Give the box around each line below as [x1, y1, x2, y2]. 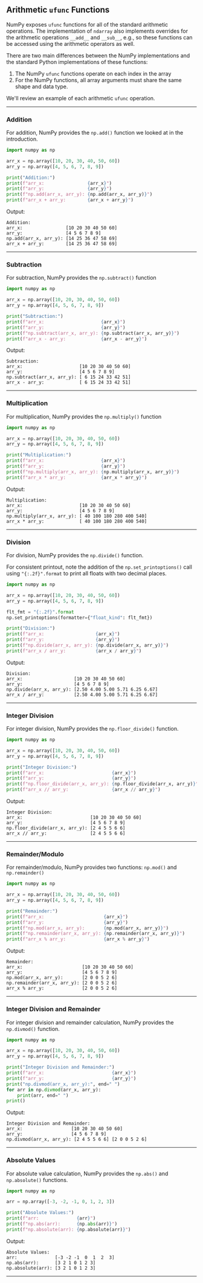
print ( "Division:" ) [6, 625, 56, 632]
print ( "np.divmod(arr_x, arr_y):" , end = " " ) [6, 1081, 120, 1087]
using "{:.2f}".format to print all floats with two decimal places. [6, 570, 167, 577]
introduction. [6, 135, 38, 143]
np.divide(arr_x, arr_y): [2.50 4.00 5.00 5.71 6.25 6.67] [6, 686, 158, 693]
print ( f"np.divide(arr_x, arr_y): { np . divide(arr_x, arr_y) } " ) [6, 642, 169, 648]
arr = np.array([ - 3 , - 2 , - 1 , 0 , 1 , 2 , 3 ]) [6, 1199, 115, 1205]
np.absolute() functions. [6, 1176, 68, 1183]
